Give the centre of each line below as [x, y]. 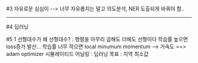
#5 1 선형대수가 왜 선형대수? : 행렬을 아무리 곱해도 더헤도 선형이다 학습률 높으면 [97, 39]
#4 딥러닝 [17, 26]
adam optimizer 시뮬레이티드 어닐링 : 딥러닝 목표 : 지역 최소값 [77, 54]
